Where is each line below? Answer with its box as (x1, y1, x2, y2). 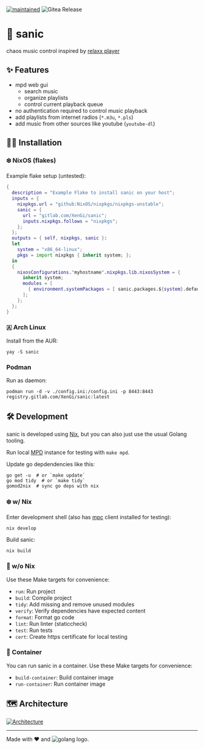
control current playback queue (24, 101, 103, 108)
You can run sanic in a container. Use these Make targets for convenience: (6, 662, 192, 669)
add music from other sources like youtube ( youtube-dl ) (15, 119, 155, 127)
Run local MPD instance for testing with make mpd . (6, 449, 130, 456)
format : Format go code (15, 613, 75, 621)
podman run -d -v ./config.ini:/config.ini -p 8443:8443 (6, 389, 154, 395)
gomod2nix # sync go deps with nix (6, 483, 99, 489)
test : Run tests (15, 627, 53, 634)
